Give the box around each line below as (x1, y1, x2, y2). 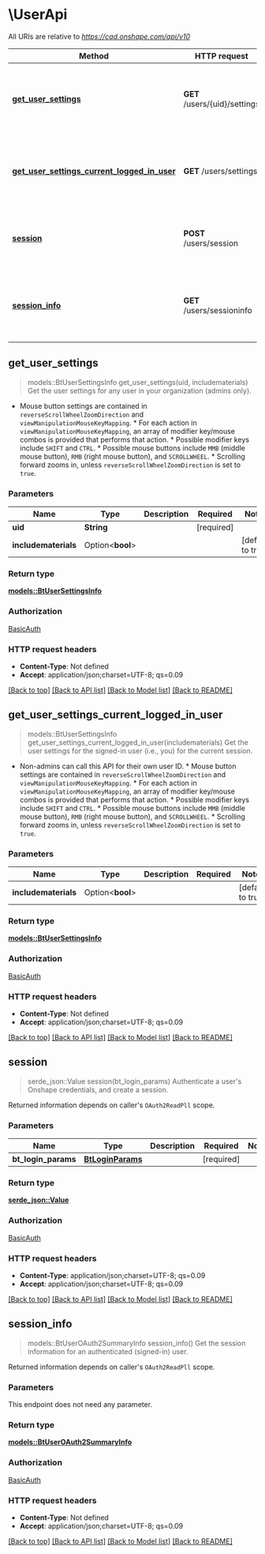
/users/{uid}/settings (183, 98, 260, 109)
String (84, 522, 108, 533)
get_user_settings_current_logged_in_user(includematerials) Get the (27, 737, 248, 747)
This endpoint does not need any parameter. (8, 1400, 152, 1409)
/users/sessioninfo (183, 304, 252, 315)
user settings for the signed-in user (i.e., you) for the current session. (27, 745, 253, 756)
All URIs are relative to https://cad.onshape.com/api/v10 (8, 32, 191, 41)
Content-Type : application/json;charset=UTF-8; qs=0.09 (19, 1270, 206, 1280)
